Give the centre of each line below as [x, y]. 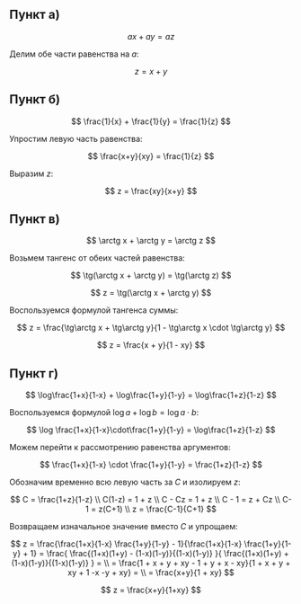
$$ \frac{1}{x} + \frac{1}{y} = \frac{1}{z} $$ [151, 121]
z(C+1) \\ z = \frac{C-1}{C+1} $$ [158, 509]
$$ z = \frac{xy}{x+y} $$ [151, 191]
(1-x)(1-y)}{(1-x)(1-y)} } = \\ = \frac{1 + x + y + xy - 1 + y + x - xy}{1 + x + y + [151, 563]
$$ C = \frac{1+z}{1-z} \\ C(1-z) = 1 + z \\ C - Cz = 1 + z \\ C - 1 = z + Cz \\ [146, 500]
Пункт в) [35, 219]
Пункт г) [34, 373]
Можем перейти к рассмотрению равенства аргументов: [120, 448]
